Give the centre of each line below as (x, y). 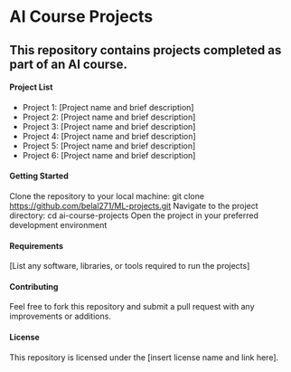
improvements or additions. (60, 316)
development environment (58, 224)
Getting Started (39, 176)
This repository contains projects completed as (145, 50)
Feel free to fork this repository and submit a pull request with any (132, 307)
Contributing (34, 286)
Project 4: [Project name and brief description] (109, 136)
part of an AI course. (69, 64)
